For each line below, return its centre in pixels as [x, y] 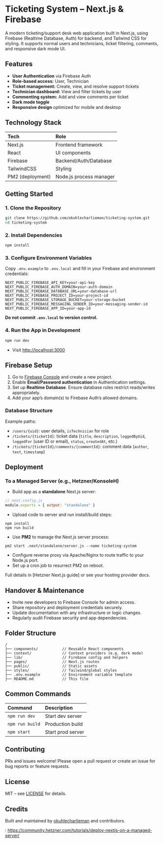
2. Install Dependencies [34, 235]
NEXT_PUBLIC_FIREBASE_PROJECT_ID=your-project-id [57, 296]
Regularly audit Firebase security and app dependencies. [70, 618]
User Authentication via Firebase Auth [51, 76]
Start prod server [65, 732]
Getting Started [29, 194]
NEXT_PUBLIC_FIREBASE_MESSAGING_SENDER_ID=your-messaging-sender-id [76, 304]
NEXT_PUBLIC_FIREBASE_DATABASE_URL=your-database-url [61, 291]
